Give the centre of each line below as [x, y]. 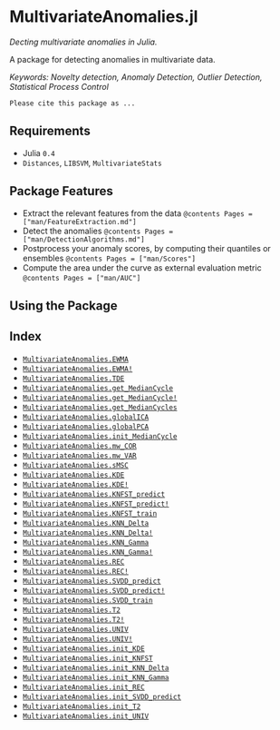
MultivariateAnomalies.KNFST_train [90, 513]
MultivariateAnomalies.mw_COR [80, 446]
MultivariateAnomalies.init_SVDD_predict [101, 696]
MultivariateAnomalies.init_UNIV [86, 716]
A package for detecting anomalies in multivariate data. [112, 59]
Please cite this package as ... [72, 103]
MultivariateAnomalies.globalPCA [86, 427]
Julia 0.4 [39, 153]
